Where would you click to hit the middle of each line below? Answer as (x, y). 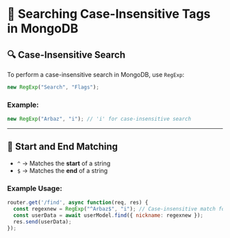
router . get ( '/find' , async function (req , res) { (78, 203)
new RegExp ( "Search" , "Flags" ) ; (53, 87)
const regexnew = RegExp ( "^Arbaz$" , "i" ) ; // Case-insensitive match (114, 209)
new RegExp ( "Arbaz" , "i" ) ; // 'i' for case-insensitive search (99, 119)
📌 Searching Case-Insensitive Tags (109, 14)
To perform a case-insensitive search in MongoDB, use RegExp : (96, 74)
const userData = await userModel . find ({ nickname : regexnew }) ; (108, 215)
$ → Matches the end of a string (62, 170)
